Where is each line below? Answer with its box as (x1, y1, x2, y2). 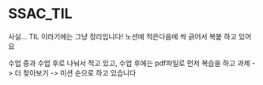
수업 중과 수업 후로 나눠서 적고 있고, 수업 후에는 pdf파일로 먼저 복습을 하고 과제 (8, 58, 250, 68)
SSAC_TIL (8, 5, 73, 23)
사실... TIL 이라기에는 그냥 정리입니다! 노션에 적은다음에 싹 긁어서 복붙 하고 (8, 31, 237, 41)
